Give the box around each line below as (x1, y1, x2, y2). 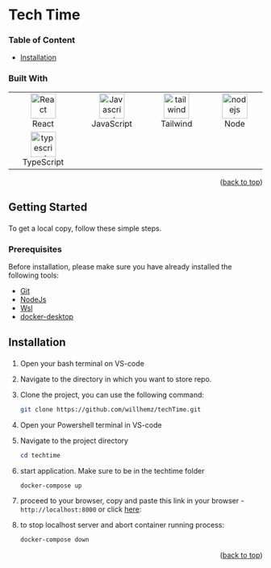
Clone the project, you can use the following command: (19, 390, 204, 399)
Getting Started (8, 200, 88, 215)
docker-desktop (19, 312, 74, 322)
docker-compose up (19, 482, 82, 490)
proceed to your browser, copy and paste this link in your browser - (19, 496, 244, 506)
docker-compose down (19, 536, 90, 544)
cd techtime (19, 451, 60, 459)
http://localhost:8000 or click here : (19, 504, 142, 514)
